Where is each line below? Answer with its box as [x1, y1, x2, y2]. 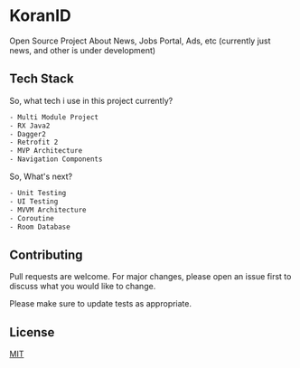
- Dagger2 [9, 129, 47, 138]
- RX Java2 [9, 121, 51, 130]
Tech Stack [9, 71, 74, 87]
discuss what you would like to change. [9, 281, 156, 292]
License [9, 325, 55, 340]
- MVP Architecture [9, 146, 83, 156]
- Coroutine [9, 213, 54, 222]
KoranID [9, 5, 71, 26]
